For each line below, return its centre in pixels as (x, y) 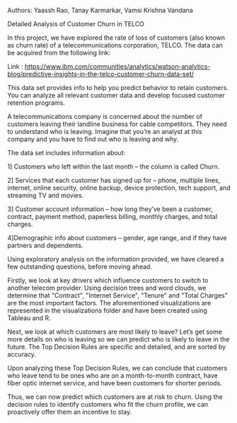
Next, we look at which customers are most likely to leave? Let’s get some (115, 332)
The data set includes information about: (67, 153)
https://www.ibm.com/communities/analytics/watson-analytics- (117, 66)
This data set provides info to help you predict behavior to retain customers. (118, 88)
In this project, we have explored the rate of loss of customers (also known (116, 38)
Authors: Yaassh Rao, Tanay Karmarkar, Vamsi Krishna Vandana (100, 10)
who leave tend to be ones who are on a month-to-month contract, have (112, 376)
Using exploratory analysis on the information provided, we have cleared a (116, 259)
